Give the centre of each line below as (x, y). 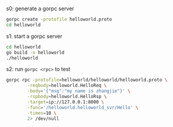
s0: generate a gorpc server (40, 9)
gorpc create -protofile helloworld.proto (59, 19)
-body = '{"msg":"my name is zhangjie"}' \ (79, 91)
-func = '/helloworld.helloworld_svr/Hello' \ (83, 108)
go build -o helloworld (35, 53)
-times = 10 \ (42, 113)
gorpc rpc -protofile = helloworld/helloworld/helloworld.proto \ (87, 80)
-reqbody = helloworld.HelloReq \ (67, 86)
